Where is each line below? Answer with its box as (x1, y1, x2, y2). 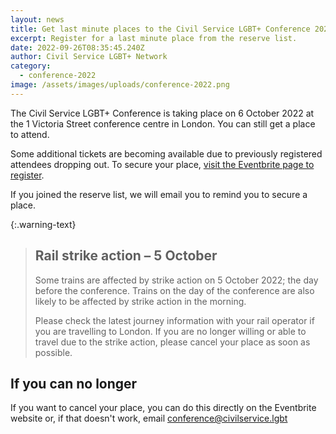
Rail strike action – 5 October (34, 247, 218, 265)
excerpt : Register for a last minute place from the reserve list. (10, 33, 298, 43)
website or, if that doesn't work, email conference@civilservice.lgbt (10, 412, 288, 425)
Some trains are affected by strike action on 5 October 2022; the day (34, 274, 319, 286)
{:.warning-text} (10, 218, 77, 230)
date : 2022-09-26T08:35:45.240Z (10, 42, 145, 53)
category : (10, 61, 52, 71)
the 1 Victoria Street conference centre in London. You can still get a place (10, 117, 316, 130)
